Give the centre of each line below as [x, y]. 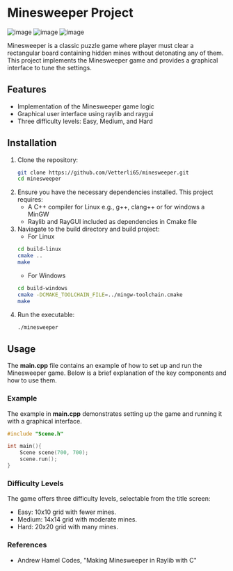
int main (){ [24, 447]
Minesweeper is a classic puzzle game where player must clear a [101, 45]
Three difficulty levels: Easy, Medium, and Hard [85, 121]
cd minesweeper [39, 179]
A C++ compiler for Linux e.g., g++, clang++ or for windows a [116, 207]
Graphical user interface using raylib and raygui [86, 113]
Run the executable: [46, 314]
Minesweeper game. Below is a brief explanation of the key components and [117, 373]
